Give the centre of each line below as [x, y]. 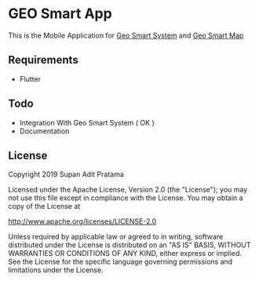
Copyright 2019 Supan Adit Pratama [66, 174]
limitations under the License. [56, 270]
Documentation [44, 131]
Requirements [43, 60]
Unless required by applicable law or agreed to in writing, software [116, 237]
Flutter [30, 78]
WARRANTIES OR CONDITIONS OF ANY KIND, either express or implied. [125, 254]
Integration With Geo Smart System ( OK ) [87, 122]
